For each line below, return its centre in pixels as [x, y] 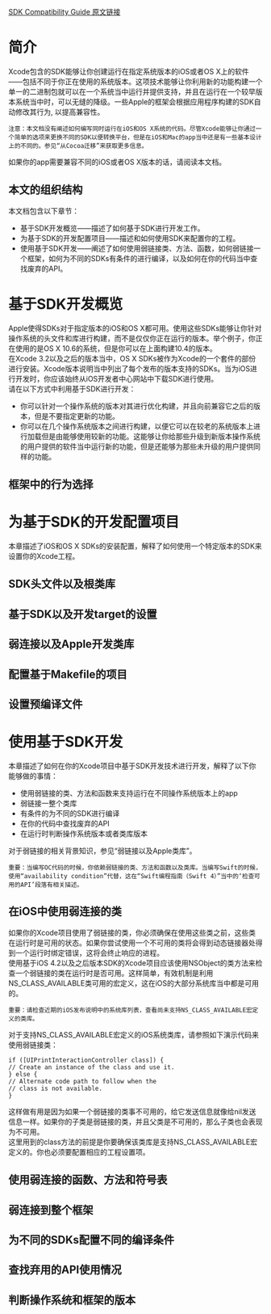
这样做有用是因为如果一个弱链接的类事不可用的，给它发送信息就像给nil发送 [132, 1111]
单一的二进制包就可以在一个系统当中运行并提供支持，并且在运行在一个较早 [132, 91]
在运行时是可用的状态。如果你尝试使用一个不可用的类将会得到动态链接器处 [132, 942]
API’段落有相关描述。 [51, 885]
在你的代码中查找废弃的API [65, 823]
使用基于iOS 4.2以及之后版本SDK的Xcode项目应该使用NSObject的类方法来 [132, 963]
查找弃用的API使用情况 [65, 1270]
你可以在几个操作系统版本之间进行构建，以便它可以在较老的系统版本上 [137, 426]
